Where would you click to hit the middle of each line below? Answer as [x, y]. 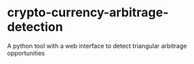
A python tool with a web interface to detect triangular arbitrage [97, 46]
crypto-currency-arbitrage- [88, 13]
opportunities [26, 53]
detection [35, 27]
